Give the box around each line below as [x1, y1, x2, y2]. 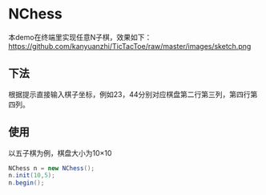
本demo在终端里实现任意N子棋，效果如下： [8, 32, 152, 42]
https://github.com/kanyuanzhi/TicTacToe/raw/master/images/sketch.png [8, 41, 252, 51]
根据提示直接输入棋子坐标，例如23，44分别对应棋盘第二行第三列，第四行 [8, 89, 251, 99]
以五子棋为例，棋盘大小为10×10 [8, 148, 112, 157]
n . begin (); [8, 179, 45, 187]
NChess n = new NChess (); [8, 164, 95, 173]
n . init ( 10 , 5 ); [8, 172, 56, 180]
